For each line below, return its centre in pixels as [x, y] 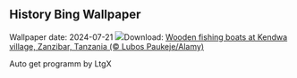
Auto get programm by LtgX [60, 63]
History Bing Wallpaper [75, 15]
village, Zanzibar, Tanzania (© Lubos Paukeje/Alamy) [106, 46]
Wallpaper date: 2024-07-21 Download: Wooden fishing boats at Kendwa [148, 37]
